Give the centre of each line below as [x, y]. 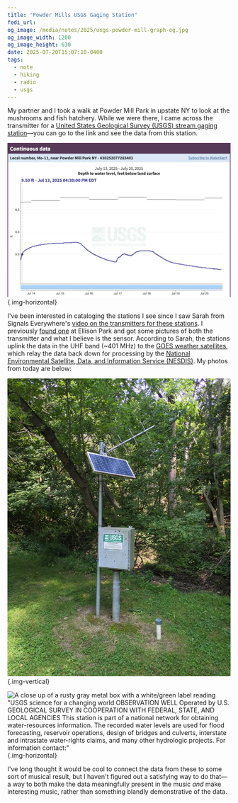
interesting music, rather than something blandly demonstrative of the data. [118, 792]
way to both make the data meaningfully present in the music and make [117, 784]
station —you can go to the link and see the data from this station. [103, 133]
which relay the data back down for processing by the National [99, 353]
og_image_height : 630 [39, 45]
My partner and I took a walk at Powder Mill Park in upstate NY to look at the [119, 110]
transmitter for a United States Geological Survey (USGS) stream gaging [112, 126]
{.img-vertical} [29, 682]
